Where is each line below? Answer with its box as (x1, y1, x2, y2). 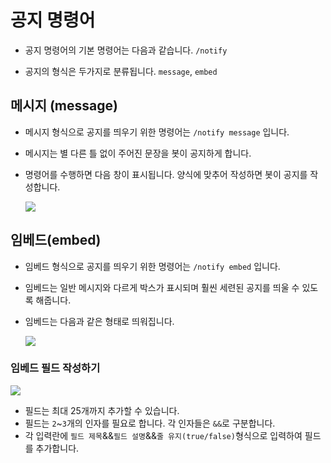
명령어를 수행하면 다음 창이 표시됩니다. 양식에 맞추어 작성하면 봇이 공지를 (24, 168, 308, 180)
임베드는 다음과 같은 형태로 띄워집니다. (24, 315, 175, 327)
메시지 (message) (10, 97, 118, 115)
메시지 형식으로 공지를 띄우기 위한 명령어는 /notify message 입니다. (24, 126, 290, 138)
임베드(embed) (10, 232, 102, 249)
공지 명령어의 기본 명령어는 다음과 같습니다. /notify (24, 44, 228, 56)
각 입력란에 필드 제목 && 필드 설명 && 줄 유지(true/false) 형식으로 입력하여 (24, 429, 303, 441)
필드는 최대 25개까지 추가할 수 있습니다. (24, 404, 180, 416)
